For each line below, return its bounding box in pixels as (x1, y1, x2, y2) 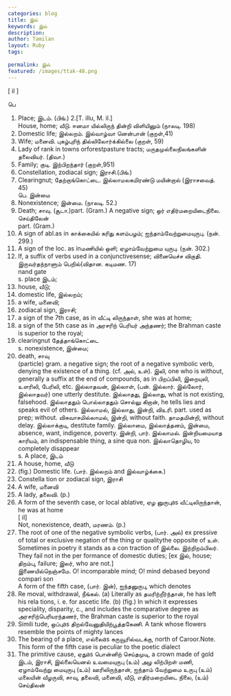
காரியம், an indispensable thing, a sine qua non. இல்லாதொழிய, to (17, 436, 200, 445)
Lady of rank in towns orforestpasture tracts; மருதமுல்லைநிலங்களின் (17, 145, 207, 153)
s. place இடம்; (17, 275, 58, 283)
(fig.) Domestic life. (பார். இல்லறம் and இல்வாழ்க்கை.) (17, 467, 166, 475)
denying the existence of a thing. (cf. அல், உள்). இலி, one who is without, (17, 366, 224, 375)
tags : (8, 49, 23, 56)
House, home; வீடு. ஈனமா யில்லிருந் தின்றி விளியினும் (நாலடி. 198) (17, 121, 195, 129)
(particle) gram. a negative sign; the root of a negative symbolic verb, (17, 359, 214, 368)
